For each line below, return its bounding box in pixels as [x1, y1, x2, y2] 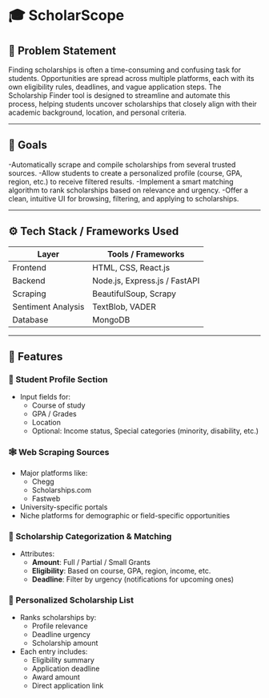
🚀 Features [8, 350, 63, 363]
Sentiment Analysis [12, 301, 85, 312]
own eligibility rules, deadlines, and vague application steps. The [8, 82, 222, 91]
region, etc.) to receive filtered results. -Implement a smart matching [8, 177, 234, 186]
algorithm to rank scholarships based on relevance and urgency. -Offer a [8, 185, 248, 195]
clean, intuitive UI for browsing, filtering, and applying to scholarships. [8, 193, 239, 203]
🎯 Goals [8, 138, 48, 152]
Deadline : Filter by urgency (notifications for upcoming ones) [31, 574, 235, 584]
